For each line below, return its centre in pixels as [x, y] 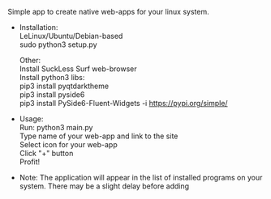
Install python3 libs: [52, 77]
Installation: [39, 27]
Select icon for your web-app [69, 144]
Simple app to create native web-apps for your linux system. [108, 12]
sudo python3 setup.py [58, 44]
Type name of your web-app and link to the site [99, 136]
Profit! [30, 162]
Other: [30, 60]
